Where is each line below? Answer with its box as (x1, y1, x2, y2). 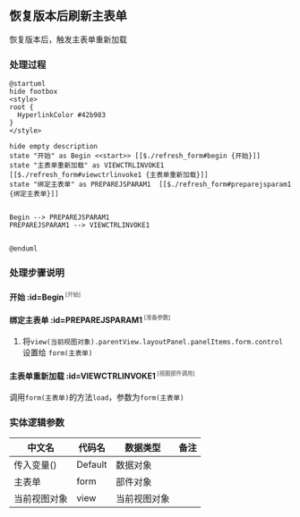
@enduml (9, 244, 39, 253)
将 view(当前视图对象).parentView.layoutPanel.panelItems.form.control (21, 336, 284, 347)
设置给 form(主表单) (21, 347, 93, 358)
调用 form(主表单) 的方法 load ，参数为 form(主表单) (9, 392, 184, 403)
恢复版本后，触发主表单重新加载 (9, 34, 127, 45)
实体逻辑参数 (9, 416, 65, 428)
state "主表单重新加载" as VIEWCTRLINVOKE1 (9, 161, 165, 170)
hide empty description (9, 142, 99, 151)
